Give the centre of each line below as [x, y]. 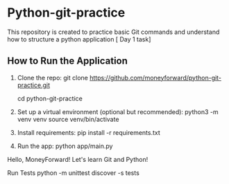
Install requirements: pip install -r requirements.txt [89, 132]
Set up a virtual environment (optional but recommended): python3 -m [118, 111]
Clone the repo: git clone [52, 77]
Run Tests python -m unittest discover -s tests [74, 173]
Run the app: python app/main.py [65, 146]
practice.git [34, 85]
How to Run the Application [68, 61]
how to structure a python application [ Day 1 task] [79, 39]
